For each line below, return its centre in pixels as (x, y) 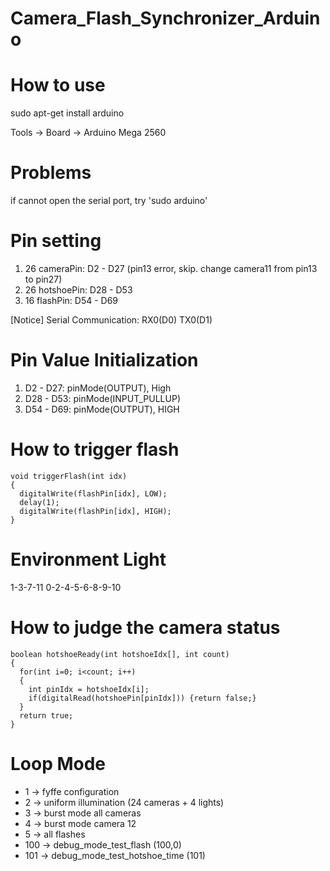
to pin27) (43, 279)
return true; (46, 715)
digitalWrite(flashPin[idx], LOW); (93, 493)
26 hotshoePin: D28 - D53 (78, 290)
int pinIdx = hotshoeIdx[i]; (89, 689)
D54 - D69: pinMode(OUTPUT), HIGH (102, 409)
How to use (58, 85)
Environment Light (88, 559)
